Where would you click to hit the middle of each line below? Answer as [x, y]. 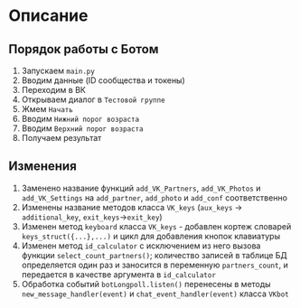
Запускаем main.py [58, 70]
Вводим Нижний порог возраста [80, 119]
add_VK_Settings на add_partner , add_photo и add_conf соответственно [155, 197]
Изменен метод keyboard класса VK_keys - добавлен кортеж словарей [156, 226]
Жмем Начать [47, 109]
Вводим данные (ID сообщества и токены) [103, 80]
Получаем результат [61, 138]
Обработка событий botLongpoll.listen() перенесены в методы [146, 284]
